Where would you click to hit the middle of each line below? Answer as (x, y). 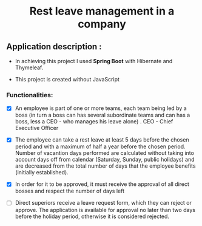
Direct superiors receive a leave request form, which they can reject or (103, 203)
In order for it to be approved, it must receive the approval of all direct (102, 184)
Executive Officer (37, 128)
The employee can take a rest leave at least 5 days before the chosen (102, 140)
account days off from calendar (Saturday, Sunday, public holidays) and (105, 160)
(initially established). (42, 173)
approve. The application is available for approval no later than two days (105, 210)
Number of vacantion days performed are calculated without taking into (104, 153)
